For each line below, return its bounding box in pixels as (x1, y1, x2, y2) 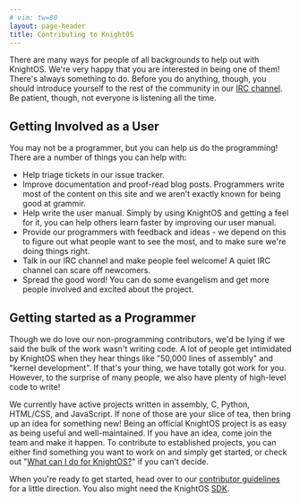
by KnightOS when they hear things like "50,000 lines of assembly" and (9, 353, 273, 364)
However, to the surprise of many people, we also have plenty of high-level (9, 372, 287, 383)
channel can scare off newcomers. (21, 265, 150, 276)
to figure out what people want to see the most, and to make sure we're (21, 236, 287, 247)
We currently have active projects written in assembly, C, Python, (9, 399, 251, 410)
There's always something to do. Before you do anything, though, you (9, 74, 267, 84)
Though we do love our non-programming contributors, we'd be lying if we (9, 334, 285, 344)
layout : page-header (9, 22, 87, 31)
